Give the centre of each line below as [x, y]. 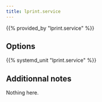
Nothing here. [22, 93]
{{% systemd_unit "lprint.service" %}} [51, 60]
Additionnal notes [39, 78]
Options [21, 46]
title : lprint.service [33, 11]
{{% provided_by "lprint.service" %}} [50, 28]
